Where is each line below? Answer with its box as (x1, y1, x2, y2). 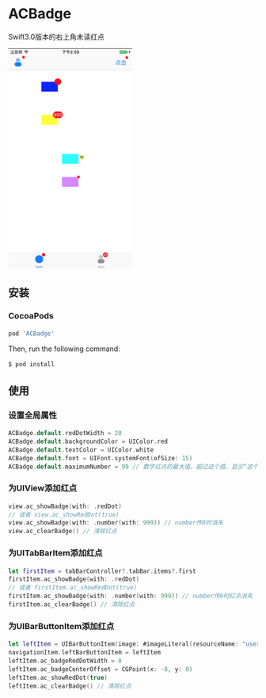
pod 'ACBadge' (8, 330, 55, 338)
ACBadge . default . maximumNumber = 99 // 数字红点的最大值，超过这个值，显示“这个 (8, 463, 259, 471)
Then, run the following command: (8, 344, 120, 353)
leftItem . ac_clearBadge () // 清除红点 (8, 682, 132, 690)
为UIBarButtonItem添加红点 (8, 620, 115, 631)
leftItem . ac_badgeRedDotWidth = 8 (8, 657, 123, 665)
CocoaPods (8, 311, 54, 322)
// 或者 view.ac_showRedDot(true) (8, 510, 120, 519)
